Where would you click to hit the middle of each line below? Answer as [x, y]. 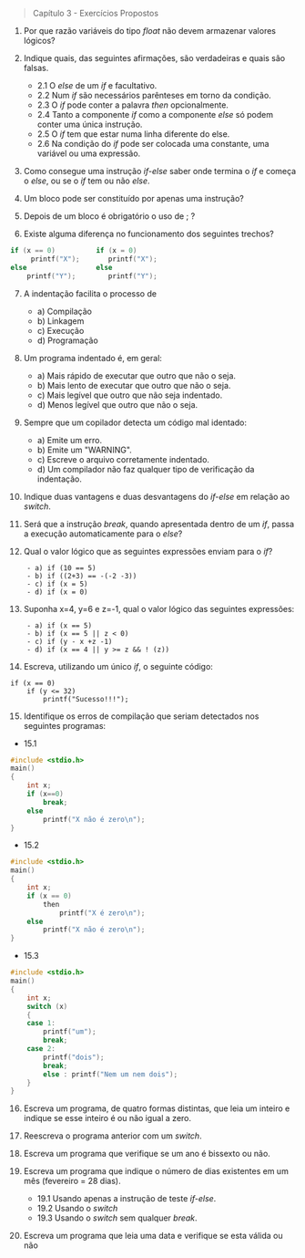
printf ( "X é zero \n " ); [102, 913]
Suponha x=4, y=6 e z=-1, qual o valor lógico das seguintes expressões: [159, 608]
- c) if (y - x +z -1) [70, 641]
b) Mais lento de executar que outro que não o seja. [134, 385]
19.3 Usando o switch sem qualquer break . [117, 1218]
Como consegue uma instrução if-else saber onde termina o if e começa [160, 171]
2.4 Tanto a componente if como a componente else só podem [155, 114]
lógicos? [39, 41]
